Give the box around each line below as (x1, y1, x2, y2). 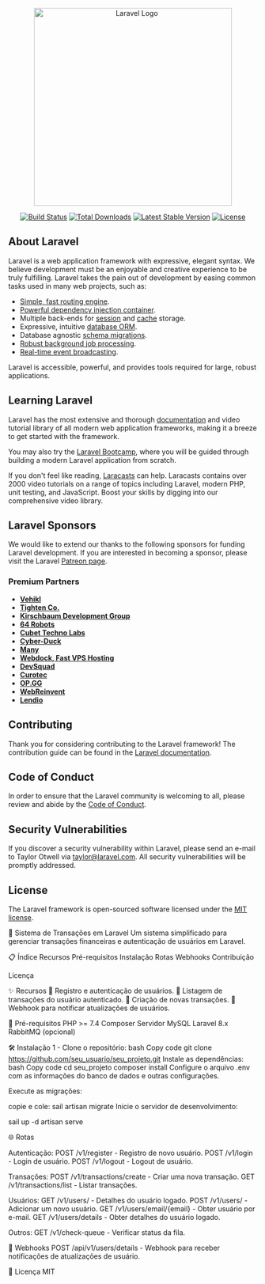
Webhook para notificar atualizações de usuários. (8, 1003, 170, 1013)
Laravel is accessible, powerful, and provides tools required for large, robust (8, 362, 257, 372)
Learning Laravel (8, 394, 93, 407)
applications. (8, 370, 50, 380)
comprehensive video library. (8, 495, 104, 506)
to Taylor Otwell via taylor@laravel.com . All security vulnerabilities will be (8, 852, 247, 862)
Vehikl (19, 594, 42, 604)
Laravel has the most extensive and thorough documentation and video (8, 415, 240, 424)
